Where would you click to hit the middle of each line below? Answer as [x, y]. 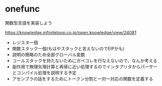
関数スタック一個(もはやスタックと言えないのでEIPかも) [68, 48]
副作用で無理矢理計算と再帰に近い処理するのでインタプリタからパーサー [85, 67]
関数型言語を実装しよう [29, 23]
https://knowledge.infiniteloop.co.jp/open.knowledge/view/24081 [71, 32]
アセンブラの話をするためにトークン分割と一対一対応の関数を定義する [83, 79]
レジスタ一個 [25, 43]
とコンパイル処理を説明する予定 [44, 72]
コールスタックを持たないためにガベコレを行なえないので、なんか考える [85, 60]
